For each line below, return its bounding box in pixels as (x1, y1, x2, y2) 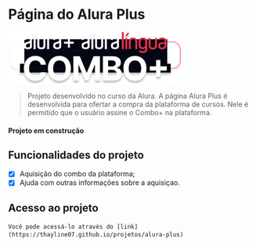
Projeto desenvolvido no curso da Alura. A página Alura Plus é (27, 91, 228, 100)
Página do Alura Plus (8, 5, 146, 24)
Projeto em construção (8, 125, 85, 135)
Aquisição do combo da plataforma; (19, 169, 135, 179)
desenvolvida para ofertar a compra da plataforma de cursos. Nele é (27, 99, 249, 109)
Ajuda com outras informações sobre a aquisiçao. (19, 178, 180, 187)
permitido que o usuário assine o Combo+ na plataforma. (27, 107, 212, 117)
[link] (116, 223, 139, 231)
